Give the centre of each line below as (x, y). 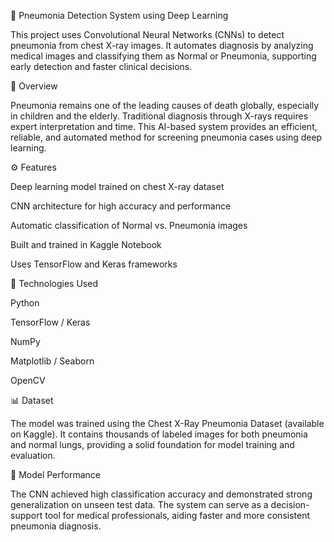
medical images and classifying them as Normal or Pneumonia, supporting (163, 56)
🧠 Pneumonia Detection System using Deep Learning (119, 15)
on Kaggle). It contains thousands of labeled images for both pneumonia (159, 434)
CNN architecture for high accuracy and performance (121, 206)
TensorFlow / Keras (50, 322)
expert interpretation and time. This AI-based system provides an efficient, (164, 126)
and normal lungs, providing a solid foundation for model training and (152, 444)
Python (25, 303)
